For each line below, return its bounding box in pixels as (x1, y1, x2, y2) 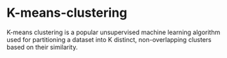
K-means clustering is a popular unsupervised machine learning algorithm (6, 28, 221, 36)
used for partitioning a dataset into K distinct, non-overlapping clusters (6, 35, 212, 43)
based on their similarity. (6, 43, 78, 51)
